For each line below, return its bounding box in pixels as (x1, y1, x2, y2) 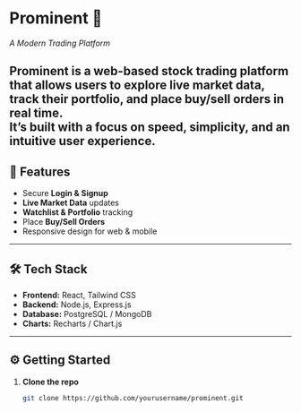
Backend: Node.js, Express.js (21, 299, 132, 310)
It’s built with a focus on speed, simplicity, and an (9, 120, 290, 135)
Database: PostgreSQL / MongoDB (21, 308, 152, 319)
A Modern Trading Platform (9, 38, 110, 48)
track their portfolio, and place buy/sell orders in (9, 91, 285, 107)
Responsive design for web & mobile (21, 226, 158, 236)
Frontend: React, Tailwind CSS (21, 289, 136, 300)
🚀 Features (9, 164, 71, 179)
